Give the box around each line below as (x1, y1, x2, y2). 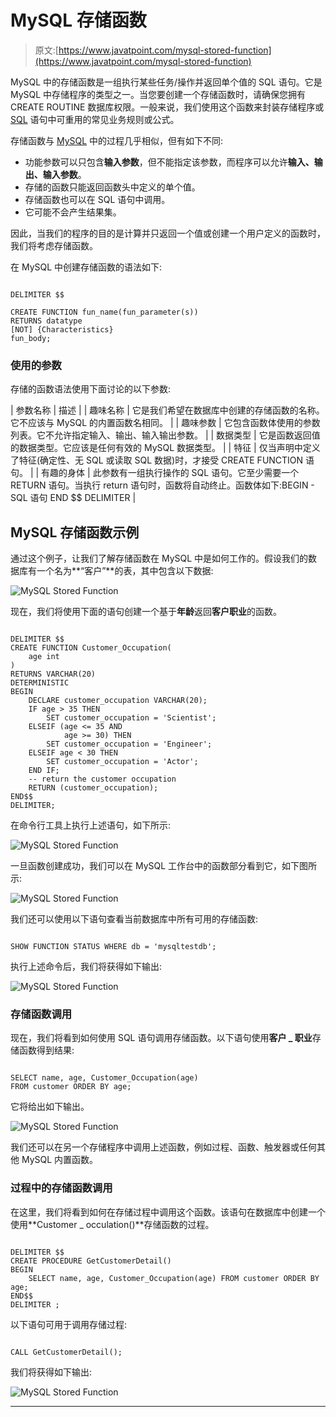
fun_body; (10, 333, 52, 343)
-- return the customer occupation (28, 774, 177, 785)
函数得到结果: (18, 1044, 75, 1056)
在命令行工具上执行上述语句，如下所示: (10, 819, 172, 831)
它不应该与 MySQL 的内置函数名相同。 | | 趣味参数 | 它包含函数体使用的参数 (10, 417, 321, 429)
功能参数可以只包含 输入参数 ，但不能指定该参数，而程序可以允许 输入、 (24, 156, 315, 168)
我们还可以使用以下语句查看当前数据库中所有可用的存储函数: (10, 913, 259, 925)
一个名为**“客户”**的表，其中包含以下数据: (36, 565, 214, 577)
